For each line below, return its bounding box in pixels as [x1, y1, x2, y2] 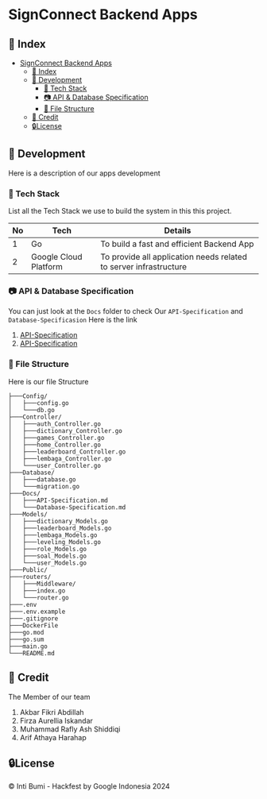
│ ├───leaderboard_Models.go [8, 524, 112, 532]
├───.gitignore [8, 614, 59, 623]
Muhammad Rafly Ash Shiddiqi [19, 724, 121, 734]
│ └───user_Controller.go [8, 461, 102, 469]
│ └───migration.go [8, 482, 80, 490]
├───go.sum [8, 635, 44, 643]
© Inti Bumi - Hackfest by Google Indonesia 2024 [8, 782, 171, 791]
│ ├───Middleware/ [8, 580, 77, 588]
